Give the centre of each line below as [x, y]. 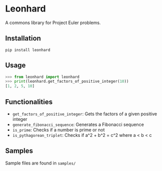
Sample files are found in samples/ [41, 163]
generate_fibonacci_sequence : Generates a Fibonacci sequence [78, 124]
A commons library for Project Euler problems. [53, 23]
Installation [23, 38]
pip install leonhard [28, 50]
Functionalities [29, 102]
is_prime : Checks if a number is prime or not [59, 130]
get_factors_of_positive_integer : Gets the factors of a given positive [85, 114]
